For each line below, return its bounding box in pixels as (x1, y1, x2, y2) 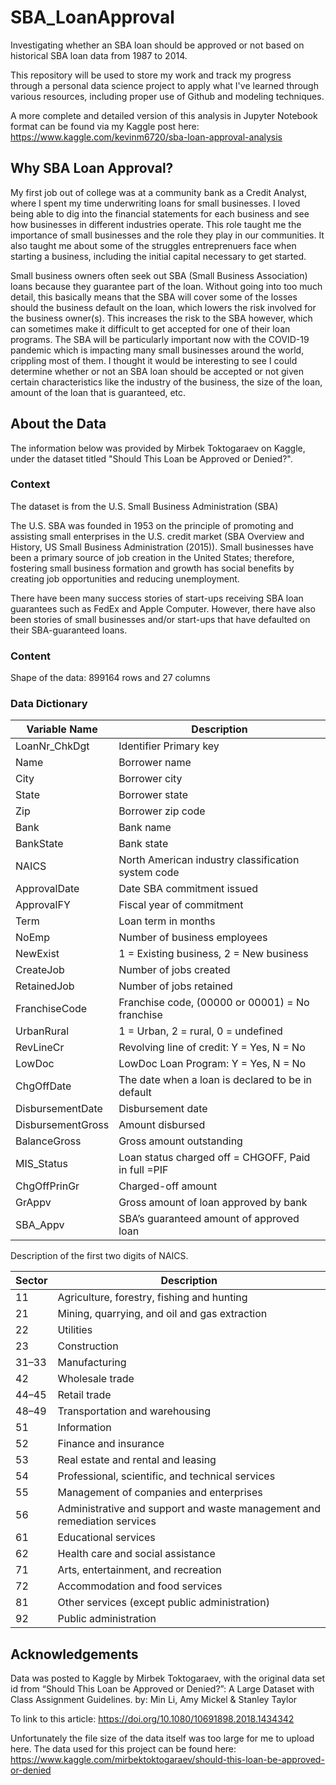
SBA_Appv (15, 1218, 65, 1232)
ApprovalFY (15, 898, 71, 912)
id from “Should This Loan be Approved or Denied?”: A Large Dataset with (10, 1683, 315, 1695)
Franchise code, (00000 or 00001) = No (118, 996, 310, 1010)
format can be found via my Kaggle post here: (10, 120, 200, 132)
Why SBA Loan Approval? (10, 160, 174, 177)
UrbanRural (15, 1024, 70, 1038)
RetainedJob (15, 979, 75, 993)
